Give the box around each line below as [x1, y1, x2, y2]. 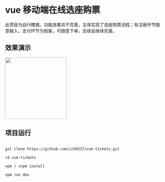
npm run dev [5, 172, 29, 177]
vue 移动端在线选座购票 [5, 4, 101, 16]
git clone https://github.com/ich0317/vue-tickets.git [5, 146, 120, 152]
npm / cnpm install [5, 163, 45, 169]
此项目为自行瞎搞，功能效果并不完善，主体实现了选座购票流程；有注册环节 [5, 22, 156, 28]
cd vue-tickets [5, 155, 36, 160]
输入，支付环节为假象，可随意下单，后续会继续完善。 [9, 28, 117, 33]
